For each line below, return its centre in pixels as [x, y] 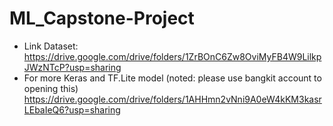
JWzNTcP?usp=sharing [72, 67]
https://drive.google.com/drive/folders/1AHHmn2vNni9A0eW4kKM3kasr [172, 99]
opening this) [51, 88]
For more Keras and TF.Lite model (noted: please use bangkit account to [172, 78]
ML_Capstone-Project [102, 18]
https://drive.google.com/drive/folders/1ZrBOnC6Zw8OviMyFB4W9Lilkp [172, 56]
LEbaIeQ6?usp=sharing [72, 109]
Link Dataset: [51, 46]
